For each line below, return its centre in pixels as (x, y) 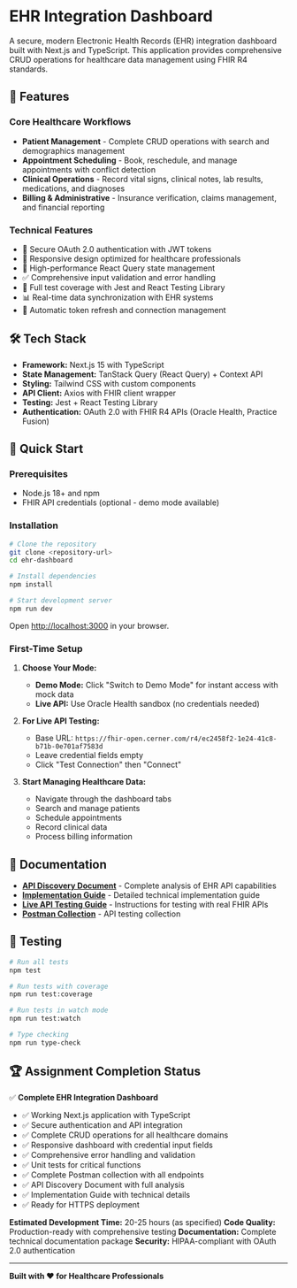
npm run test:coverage (51, 994)
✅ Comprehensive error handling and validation (109, 1154)
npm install (31, 585)
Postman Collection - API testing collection (101, 914)
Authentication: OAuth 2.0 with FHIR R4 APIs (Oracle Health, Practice (149, 411)
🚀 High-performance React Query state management (118, 268)
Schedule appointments (78, 818)
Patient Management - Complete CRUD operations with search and (145, 141)
